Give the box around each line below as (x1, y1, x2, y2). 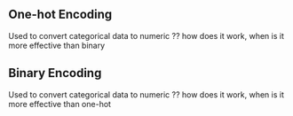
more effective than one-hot (8, 98, 112, 109)
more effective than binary (8, 40, 106, 50)
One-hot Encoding (8, 7, 113, 22)
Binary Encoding (8, 66, 102, 81)
